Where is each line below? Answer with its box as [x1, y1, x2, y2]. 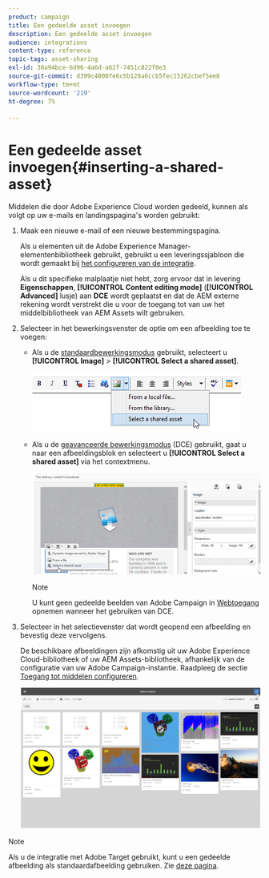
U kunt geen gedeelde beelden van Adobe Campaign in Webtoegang [31, 598, 259, 608]
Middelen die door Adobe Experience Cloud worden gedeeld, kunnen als [8, 202, 248, 211]
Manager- [158, 241, 191, 252]
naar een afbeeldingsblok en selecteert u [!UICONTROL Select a [31, 449, 246, 458]
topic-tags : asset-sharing [8, 55, 98, 63]
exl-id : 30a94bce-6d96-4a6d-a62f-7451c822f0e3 [8, 64, 167, 72]
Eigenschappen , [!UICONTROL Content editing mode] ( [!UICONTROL [19, 283, 254, 292]
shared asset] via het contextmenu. [31, 457, 151, 466]
